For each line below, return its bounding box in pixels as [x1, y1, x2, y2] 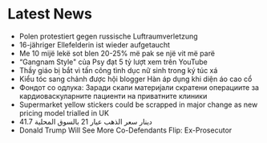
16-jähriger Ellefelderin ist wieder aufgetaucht [18, 39, 170, 49]
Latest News [7, 5, 93, 23]
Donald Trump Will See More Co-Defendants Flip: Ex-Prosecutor [18, 125, 233, 135]
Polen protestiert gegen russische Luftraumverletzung [18, 31, 198, 41]
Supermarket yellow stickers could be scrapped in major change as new [18, 100, 258, 109]
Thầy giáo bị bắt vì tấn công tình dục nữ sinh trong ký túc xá [18, 65, 218, 75]
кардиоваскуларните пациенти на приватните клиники [18, 91, 208, 100]
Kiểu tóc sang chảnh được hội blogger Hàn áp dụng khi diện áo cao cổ [18, 74, 253, 84]
